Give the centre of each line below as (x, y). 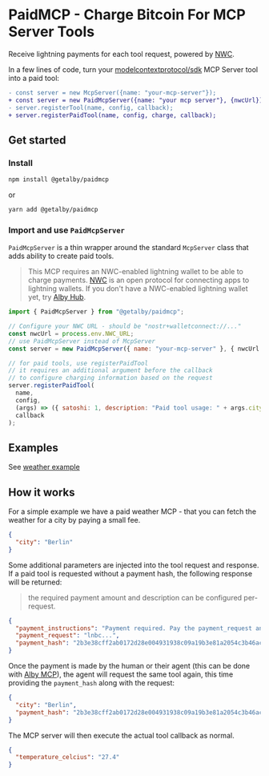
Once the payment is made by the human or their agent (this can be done (129, 666)
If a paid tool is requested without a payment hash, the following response (130, 573)
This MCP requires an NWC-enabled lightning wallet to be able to (136, 272)
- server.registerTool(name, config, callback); (91, 107)
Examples (33, 448)
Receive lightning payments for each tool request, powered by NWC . (121, 54)
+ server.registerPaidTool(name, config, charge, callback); (112, 115)
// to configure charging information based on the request (111, 378)
